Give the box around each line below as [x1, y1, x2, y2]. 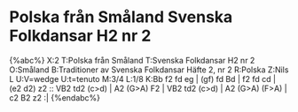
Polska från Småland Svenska [9, 7, 233, 27]
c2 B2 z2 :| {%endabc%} [9, 92, 100, 103]
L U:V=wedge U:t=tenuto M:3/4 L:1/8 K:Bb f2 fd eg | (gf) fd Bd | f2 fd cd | [9, 73, 277, 84]
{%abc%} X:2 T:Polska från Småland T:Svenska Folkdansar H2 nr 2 [9, 55, 255, 65]
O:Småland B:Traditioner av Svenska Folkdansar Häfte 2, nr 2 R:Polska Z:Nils [9, 64, 289, 75]
